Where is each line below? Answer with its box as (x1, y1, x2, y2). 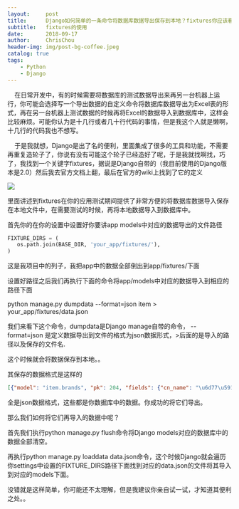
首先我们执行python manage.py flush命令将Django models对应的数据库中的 (7, 429, 229, 436)
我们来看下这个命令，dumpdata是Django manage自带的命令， (7, 322, 190, 331)
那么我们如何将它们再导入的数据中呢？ (7, 414, 119, 421)
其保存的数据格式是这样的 (7, 370, 83, 379)
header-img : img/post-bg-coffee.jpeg (7, 43, 119, 51)
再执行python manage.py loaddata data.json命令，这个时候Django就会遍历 (7, 453, 226, 461)
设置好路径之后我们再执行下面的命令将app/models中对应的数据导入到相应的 (7, 277, 230, 285)
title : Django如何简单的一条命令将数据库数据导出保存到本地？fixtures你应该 (7, 17, 228, 24)
